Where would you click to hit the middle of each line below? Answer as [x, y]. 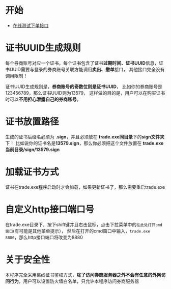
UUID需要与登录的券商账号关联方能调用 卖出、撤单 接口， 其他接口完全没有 [87, 69]
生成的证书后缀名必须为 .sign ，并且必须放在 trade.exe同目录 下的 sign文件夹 [85, 137]
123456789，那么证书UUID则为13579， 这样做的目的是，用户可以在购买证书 [85, 93]
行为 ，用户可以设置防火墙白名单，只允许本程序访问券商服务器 [74, 281]
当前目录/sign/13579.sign [33, 149]
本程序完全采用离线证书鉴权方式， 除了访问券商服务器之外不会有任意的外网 [83, 275]
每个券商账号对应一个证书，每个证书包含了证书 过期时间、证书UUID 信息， [82, 63]
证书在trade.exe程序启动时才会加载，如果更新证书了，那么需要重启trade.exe [85, 187]
